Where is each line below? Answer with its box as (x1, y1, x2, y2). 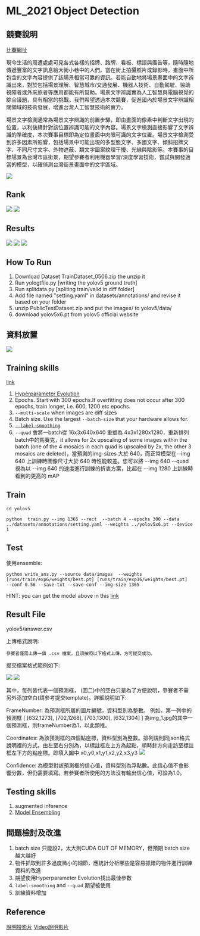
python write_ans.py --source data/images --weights (6, 571, 143, 577)
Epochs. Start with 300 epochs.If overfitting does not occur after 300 (14, 397, 185, 404)
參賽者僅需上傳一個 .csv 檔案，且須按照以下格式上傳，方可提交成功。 (6, 650, 155, 656)
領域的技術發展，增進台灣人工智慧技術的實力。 (11, 104, 126, 111)
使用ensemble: (6, 559, 43, 566)
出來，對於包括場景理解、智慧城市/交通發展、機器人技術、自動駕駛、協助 (11, 82, 191, 88)
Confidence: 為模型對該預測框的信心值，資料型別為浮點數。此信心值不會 (6, 762, 184, 769)
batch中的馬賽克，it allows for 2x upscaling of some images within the (14, 436, 187, 444)
